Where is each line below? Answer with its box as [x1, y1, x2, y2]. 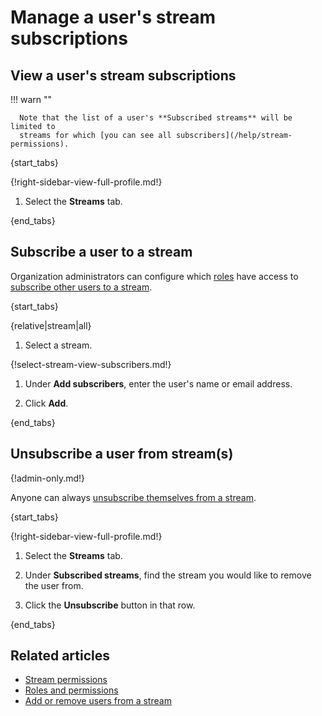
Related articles [10, 647, 110, 665]
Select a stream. [24, 339, 93, 351]
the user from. [24, 579, 84, 591]
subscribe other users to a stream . [10, 281, 153, 293]
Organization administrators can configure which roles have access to [10, 270, 299, 282]
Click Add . [24, 397, 69, 409]
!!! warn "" [10, 94, 53, 105]
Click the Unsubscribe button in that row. [24, 599, 196, 611]
